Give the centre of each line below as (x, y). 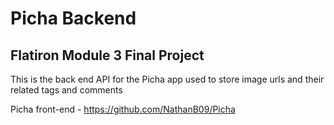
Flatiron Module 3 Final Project (107, 55)
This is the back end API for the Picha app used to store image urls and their (167, 79)
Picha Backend (73, 18)
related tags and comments (66, 90)
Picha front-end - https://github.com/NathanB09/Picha (123, 109)
